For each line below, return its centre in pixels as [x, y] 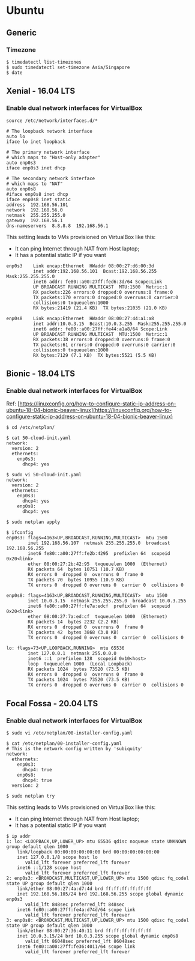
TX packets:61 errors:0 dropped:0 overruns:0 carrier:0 [104, 345]
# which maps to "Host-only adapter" [53, 157]
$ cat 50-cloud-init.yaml [38, 438]
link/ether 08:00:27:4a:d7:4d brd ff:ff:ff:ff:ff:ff [84, 889]
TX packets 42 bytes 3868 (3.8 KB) [73, 632]
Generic [22, 33]
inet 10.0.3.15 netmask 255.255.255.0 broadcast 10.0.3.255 [107, 601]
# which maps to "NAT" [34, 184]
